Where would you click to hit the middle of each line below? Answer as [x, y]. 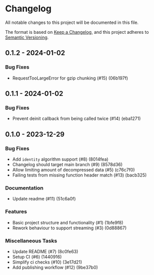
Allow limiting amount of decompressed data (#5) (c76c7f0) [74, 170]
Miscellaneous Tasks [31, 241]
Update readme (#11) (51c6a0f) [44, 199]
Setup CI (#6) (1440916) [37, 257]
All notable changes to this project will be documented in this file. [72, 22]
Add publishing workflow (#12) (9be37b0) [55, 267]
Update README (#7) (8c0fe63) [45, 251]
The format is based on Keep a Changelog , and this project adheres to [77, 32]
